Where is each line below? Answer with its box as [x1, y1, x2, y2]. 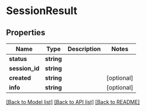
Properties [6, 28, 46, 38]
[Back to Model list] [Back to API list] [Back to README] [6, 99, 140, 105]
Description [67, 45, 101, 53]
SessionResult [6, 4, 78, 18]
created [9, 74, 31, 82]
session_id [9, 65, 40, 72]
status [9, 55, 27, 63]
